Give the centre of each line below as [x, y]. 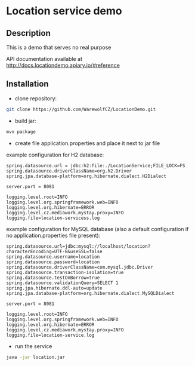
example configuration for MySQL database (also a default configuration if [97, 229]
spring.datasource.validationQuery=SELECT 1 [62, 283]
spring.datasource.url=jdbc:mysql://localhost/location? [78, 246]
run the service [33, 346]
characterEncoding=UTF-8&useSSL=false [54, 251]
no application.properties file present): [53, 235]
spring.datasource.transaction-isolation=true [65, 272]
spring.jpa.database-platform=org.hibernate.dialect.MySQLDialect [90, 293]
